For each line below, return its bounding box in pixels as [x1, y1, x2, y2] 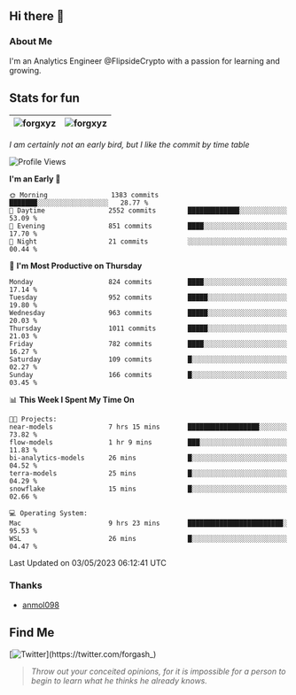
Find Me [9, 625, 55, 640]
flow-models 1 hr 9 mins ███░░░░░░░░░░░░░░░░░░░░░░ [9, 437, 288, 447]
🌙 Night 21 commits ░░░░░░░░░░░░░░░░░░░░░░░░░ [9, 236, 288, 246]
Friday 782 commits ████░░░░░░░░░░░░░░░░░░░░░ [9, 339, 288, 348]
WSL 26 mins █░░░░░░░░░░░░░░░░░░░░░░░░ [9, 534, 288, 543]
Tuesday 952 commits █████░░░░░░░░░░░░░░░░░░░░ [9, 293, 288, 302]
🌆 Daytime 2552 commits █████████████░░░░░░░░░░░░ [9, 205, 288, 215]
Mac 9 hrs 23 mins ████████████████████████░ [9, 519, 288, 528]
